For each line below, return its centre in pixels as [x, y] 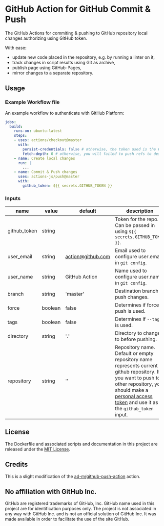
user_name [20, 277]
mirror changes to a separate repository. [53, 73]
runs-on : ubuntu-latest [38, 131]
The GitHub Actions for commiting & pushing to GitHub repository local [76, 33]
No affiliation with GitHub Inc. [51, 492]
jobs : [10, 122]
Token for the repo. [137, 219]
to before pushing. [136, 339]
